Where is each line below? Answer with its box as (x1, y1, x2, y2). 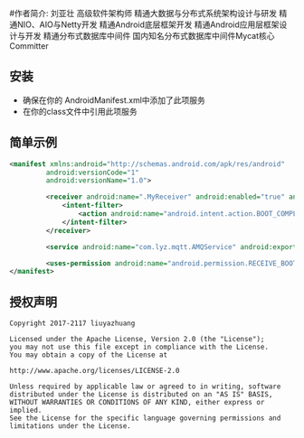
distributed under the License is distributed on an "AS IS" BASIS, (9, 390, 273, 399)
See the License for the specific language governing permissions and (9, 414, 281, 423)
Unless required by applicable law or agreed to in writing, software (9, 382, 281, 391)
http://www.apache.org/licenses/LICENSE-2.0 (9, 367, 180, 376)
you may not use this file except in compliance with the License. (9, 342, 270, 352)
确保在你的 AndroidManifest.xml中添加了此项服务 (22, 94, 206, 106)
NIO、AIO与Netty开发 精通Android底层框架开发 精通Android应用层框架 (16, 19, 280, 30)
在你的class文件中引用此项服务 (22, 106, 138, 116)
